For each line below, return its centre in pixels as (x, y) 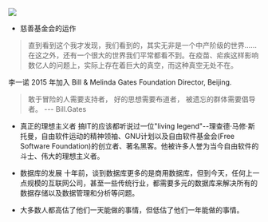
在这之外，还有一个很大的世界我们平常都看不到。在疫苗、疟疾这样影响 (143, 55)
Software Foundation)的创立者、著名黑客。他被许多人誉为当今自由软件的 (139, 146)
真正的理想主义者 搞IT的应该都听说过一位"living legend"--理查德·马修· (134, 126)
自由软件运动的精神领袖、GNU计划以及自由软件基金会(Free (138, 136)
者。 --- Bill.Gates (57, 109)
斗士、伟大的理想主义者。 (62, 156)
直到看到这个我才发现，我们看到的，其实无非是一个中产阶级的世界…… (142, 45)
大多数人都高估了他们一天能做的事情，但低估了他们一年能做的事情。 (132, 210)
